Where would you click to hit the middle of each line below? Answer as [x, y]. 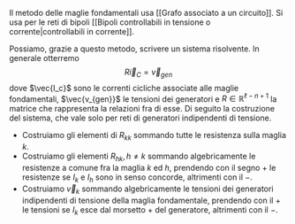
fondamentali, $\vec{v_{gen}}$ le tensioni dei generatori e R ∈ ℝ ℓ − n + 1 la [143, 98]
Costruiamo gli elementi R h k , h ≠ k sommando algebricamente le [139, 157]
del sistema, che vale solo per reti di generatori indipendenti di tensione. [140, 118]
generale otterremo [44, 58]
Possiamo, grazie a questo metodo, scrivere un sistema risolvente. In [135, 49]
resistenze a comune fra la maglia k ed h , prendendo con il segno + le [149, 168]
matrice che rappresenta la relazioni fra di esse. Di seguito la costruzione [142, 109]
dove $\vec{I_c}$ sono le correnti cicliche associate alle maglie [124, 88]
